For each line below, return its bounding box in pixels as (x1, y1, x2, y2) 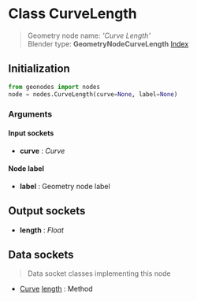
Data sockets (8, 248, 74, 262)
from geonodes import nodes (8, 83, 101, 91)
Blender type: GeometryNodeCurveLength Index (27, 39, 189, 48)
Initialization (8, 62, 71, 76)
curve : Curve (19, 146, 65, 155)
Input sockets (8, 128, 54, 138)
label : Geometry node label (19, 181, 110, 191)
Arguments (8, 109, 53, 120)
